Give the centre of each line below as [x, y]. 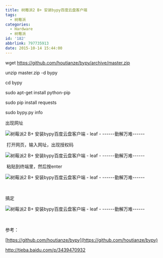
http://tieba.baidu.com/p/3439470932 [45, 250]
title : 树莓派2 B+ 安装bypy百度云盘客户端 [46, 10]
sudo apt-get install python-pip [38, 92]
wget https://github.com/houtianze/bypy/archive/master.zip [68, 62]
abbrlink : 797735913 [27, 44]
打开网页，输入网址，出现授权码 [40, 144]
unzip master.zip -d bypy [31, 73]
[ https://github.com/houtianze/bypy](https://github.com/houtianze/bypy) [81, 240]
